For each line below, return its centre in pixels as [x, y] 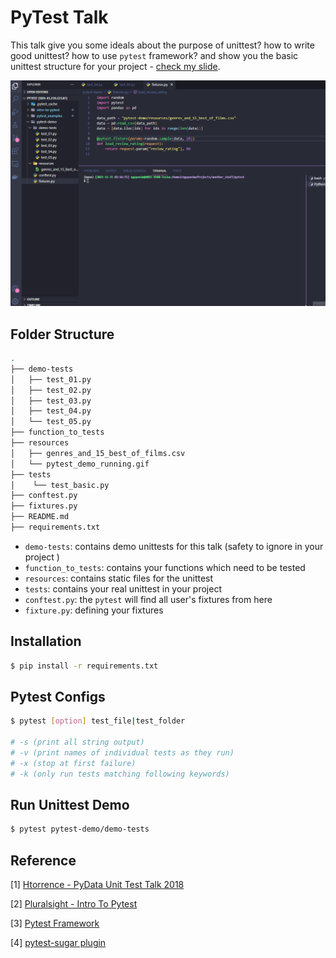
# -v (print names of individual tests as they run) [122, 753]
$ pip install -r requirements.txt [84, 666]
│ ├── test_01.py [51, 379]
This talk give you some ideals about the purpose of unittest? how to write [162, 45]
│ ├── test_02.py [51, 390]
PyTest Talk [59, 17]
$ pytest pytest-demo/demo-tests [80, 829]
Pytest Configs [58, 696]
